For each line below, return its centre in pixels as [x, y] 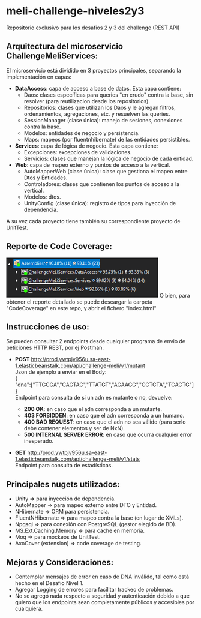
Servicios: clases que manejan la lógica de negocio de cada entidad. [109, 158]
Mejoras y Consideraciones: [60, 562]
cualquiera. [29, 608]
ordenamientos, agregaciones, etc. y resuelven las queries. [97, 114]
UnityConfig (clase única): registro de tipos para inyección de [100, 203]
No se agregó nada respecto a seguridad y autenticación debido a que [102, 596]
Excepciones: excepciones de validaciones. [78, 152]
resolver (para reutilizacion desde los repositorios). [87, 101]
